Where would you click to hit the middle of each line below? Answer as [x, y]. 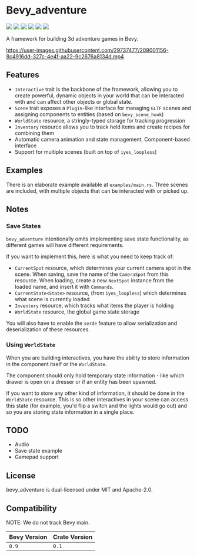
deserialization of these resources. [48, 329]
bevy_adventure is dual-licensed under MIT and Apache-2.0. [79, 490]
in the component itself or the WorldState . [56, 364]
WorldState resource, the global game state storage [77, 312]
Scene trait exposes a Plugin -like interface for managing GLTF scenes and [103, 108]
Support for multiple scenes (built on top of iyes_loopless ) [86, 151]
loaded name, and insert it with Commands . [64, 287]
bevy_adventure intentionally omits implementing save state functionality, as [98, 239]
